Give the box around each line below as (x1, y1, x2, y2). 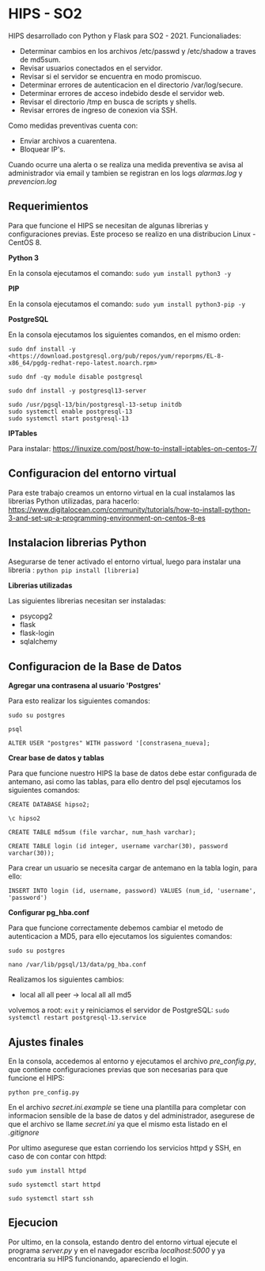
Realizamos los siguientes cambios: (8, 974, 124, 984)
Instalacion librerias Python (8, 536, 147, 549)
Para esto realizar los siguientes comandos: (8, 696, 150, 706)
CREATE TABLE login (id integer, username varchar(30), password (8, 842, 228, 851)
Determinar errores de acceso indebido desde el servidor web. (19, 88, 225, 98)
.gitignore (8, 1127, 40, 1137)
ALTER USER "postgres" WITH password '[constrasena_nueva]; (8, 739, 211, 748)
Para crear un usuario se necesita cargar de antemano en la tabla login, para (8, 863, 258, 873)
